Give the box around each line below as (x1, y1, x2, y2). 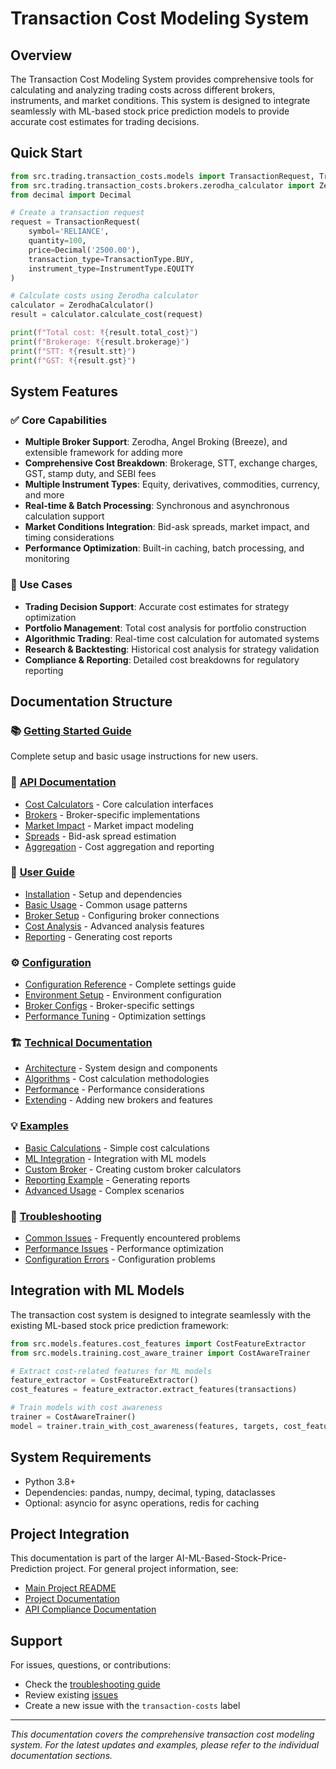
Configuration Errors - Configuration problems (24, 1253, 216, 1266)
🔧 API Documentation (10, 775, 117, 789)
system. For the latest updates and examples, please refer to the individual (10, 1739, 320, 1751)
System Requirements (10, 1449, 152, 1466)
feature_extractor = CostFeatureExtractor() (10, 1375, 199, 1386)
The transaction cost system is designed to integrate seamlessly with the (10, 1308, 312, 1321)
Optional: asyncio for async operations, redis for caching (24, 1497, 260, 1509)
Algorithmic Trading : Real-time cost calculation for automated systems (24, 632, 320, 644)
